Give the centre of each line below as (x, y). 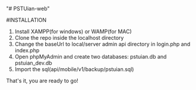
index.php (27, 50)
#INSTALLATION (26, 20)
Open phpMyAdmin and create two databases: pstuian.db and (91, 57)
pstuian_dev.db (33, 63)
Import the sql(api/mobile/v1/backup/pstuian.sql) (74, 69)
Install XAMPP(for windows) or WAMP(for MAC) (73, 31)
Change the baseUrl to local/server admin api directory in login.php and (102, 44)
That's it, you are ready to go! (42, 81)
